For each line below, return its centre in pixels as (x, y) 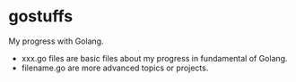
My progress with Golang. (56, 41)
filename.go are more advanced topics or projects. (115, 68)
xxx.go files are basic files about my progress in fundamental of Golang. (154, 58)
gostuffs (41, 16)
